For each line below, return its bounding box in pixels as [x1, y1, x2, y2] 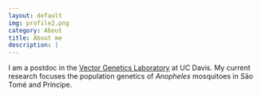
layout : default [8, 11, 62, 20]
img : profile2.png [8, 19, 69, 27]
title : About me [8, 33, 62, 42]
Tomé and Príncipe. [8, 80, 73, 90]
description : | [8, 41, 59, 49]
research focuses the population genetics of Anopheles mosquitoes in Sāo [8, 72, 254, 81]
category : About [8, 26, 62, 34]
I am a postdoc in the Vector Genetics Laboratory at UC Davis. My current [8, 63, 251, 72]
